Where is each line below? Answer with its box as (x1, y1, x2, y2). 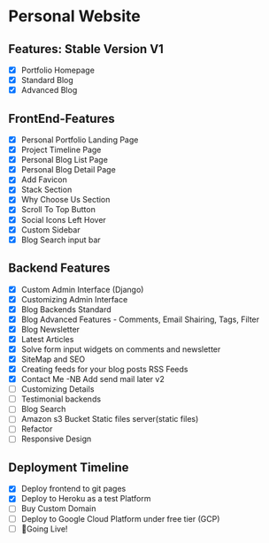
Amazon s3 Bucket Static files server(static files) (20, 414, 199, 424)
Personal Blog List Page (20, 155, 108, 165)
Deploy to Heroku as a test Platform (20, 493, 151, 504)
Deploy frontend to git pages (20, 484, 127, 494)
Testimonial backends (20, 394, 102, 404)
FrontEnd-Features (8, 111, 116, 126)
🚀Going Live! (20, 524, 68, 534)
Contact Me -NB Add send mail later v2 (20, 374, 165, 385)
